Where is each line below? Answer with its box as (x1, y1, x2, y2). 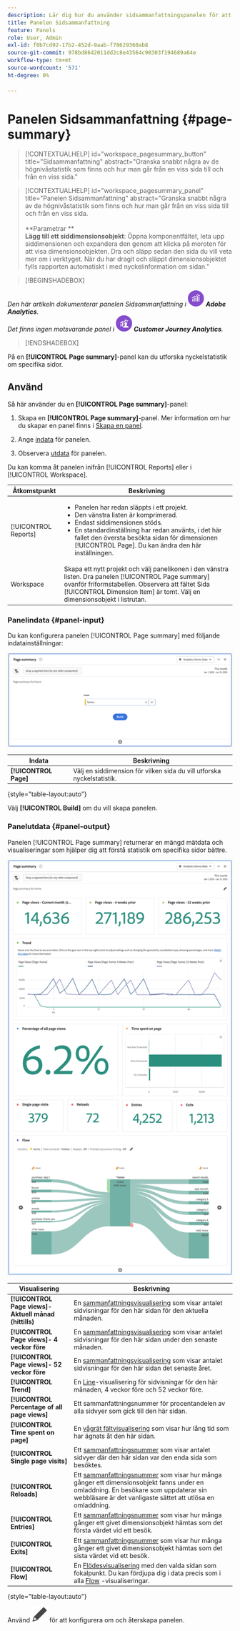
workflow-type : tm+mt (7, 57, 72, 64)
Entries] (10, 1522, 35, 1531)
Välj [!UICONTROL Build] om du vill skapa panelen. (7, 804, 158, 813)
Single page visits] (10, 1457, 68, 1465)
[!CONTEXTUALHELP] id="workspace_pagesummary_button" (24, 150, 207, 159)
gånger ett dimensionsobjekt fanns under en (74, 1478, 204, 1487)
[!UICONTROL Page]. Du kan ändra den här (74, 541, 202, 550)
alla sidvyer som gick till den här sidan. (74, 1407, 187, 1415)
